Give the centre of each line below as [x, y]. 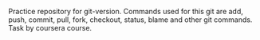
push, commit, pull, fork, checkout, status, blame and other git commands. [130, 20]
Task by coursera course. [50, 28]
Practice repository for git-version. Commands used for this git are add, [126, 11]
